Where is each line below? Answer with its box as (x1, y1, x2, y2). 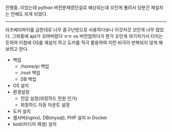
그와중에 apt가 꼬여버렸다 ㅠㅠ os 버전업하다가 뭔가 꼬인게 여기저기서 (12, 33, 149, 39)
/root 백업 (20, 70, 40, 76)
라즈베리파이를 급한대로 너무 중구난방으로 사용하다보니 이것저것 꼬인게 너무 (5, 27, 155, 32)
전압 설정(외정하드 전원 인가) (20, 96, 78, 101)
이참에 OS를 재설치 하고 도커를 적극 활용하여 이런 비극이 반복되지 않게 (18, 40, 158, 45)
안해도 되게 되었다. (10, 11, 48, 17)
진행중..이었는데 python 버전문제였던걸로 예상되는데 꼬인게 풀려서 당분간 (5, 5, 150, 10)
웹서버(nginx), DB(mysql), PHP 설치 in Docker (12, 115, 107, 121)
